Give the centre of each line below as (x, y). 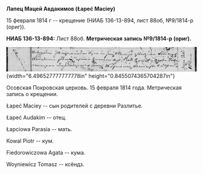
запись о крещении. (32, 94)
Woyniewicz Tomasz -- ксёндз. (45, 164)
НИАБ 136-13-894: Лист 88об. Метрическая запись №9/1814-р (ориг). (99, 38)
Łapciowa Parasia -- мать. (39, 129)
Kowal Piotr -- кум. (30, 141)
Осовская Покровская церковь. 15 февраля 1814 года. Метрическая (94, 88)
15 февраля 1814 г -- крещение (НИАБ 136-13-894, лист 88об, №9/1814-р (100, 20)
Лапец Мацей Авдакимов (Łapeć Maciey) (61, 9)
